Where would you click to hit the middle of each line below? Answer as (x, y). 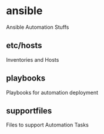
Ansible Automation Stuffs (38, 27)
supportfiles (29, 111)
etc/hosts (24, 46)
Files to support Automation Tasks (48, 125)
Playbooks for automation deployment (52, 92)
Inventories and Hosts (33, 59)
